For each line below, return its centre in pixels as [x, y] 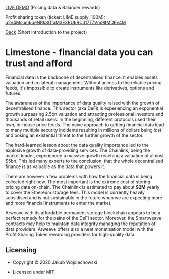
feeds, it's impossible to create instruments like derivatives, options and [80, 88]
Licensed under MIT [33, 272]
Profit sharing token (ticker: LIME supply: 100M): [55, 17]
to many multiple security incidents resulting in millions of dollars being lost [83, 130]
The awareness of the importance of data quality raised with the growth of [82, 103]
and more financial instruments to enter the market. [59, 203]
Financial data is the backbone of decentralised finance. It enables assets [81, 77]
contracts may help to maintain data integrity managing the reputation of [80, 224]
